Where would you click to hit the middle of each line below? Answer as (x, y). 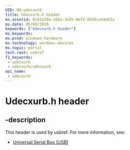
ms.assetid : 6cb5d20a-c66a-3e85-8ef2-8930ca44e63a (60, 19)
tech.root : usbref (25, 52)
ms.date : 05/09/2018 (27, 24)
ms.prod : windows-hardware (34, 39)
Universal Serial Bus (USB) (40, 142)
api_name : (16, 72)
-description (25, 120)
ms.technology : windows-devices (39, 43)
